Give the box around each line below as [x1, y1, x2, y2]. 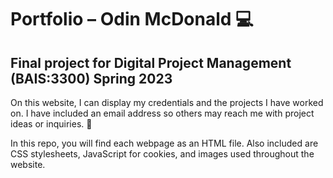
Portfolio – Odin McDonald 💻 [10, 8, 254, 31]
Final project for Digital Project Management [10, 54, 292, 71]
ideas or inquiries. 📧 [10, 118, 93, 130]
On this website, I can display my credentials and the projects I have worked [10, 97, 324, 108]
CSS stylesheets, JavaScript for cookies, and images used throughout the [10, 148, 315, 160]
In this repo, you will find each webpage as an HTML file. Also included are [10, 137, 319, 149]
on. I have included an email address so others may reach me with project [10, 107, 315, 119]
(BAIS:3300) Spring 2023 [10, 70, 173, 87]
